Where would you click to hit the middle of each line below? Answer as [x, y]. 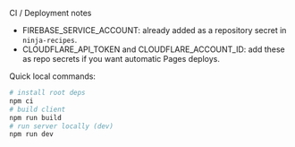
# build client [38, 109]
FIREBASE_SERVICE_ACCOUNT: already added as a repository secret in [154, 30]
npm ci [21, 101]
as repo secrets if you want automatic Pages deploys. [121, 59]
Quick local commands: [53, 76]
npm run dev [31, 134]
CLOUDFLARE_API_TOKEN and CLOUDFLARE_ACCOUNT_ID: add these [154, 49]
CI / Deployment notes [51, 13]
